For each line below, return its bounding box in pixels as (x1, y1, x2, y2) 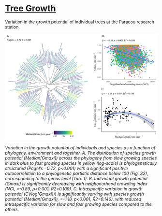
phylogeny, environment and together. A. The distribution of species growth (5, 150, 156, 156)
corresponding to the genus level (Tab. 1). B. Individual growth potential (5, 176, 147, 182)
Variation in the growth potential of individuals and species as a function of (5, 145, 156, 151)
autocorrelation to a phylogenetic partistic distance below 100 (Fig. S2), (5, 171, 148, 176)
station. (5, 24, 20, 29)
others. (5, 206, 19, 213)
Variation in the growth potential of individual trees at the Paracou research (5, 19, 155, 25)
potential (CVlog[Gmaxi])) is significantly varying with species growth (5, 191, 144, 197)
